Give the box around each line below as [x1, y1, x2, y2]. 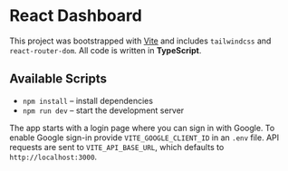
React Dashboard [9, 5, 142, 26]
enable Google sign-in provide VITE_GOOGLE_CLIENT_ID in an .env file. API [9, 132, 280, 143]
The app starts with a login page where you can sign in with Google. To [9, 122, 275, 133]
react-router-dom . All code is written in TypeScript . [9, 44, 202, 55]
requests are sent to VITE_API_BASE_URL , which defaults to [9, 141, 225, 152]
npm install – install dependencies [22, 95, 154, 106]
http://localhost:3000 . [9, 151, 98, 162]
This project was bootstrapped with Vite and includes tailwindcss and [9, 35, 272, 46]
